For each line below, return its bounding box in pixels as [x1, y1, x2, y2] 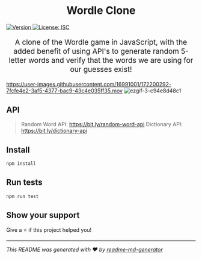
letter [8, 56, 27, 65]
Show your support [6, 209, 80, 220]
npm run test [6, 193, 39, 199]
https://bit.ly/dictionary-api [20, 127, 88, 135]
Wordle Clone [66, 4, 136, 18]
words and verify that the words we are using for [28, 56, 194, 65]
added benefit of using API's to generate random [13, 46, 179, 56]
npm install [6, 161, 36, 167]
